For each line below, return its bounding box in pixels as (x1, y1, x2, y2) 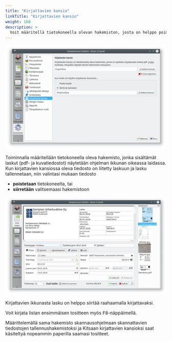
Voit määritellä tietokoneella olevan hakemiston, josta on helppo (10, 30, 157, 35)
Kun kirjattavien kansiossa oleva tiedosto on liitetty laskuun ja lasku (5, 165, 147, 172)
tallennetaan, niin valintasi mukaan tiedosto (5, 171, 96, 177)
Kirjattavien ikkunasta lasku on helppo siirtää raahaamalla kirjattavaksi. (5, 299, 155, 306)
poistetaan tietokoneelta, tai (12, 181, 73, 187)
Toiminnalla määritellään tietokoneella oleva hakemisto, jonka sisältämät (5, 155, 157, 161)
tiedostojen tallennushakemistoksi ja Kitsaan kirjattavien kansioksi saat (5, 325, 155, 331)
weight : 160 (5, 19, 31, 24)
